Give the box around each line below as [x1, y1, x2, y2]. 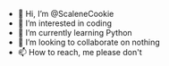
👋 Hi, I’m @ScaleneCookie [17, 9, 114, 19]
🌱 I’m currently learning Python [17, 28, 132, 37]
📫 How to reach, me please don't [17, 47, 142, 57]
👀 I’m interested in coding [17, 18, 113, 29]
